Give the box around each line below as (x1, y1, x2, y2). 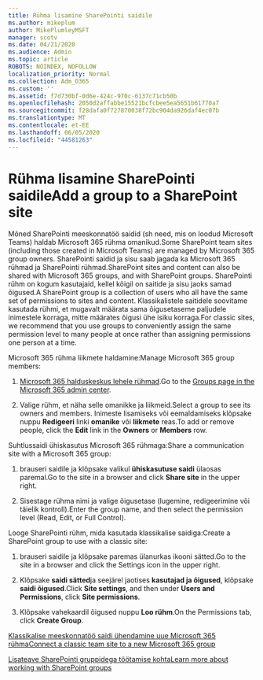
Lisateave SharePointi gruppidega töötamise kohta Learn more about (8, 655, 229, 664)
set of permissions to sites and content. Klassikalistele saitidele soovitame (8, 296, 248, 305)
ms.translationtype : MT (8, 114, 86, 122)
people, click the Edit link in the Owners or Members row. (19, 426, 208, 435)
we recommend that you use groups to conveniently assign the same (8, 321, 232, 331)
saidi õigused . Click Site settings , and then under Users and (19, 584, 215, 593)
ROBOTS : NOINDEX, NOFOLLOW (8, 63, 97, 71)
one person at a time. (8, 338, 77, 347)
